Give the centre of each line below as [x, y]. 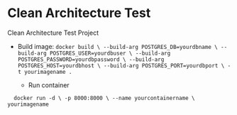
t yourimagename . [45, 72]
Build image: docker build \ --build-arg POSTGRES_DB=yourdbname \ [117, 46]
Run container [49, 85]
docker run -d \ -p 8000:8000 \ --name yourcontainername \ [104, 98]
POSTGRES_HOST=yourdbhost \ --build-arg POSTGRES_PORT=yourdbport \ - [124, 65]
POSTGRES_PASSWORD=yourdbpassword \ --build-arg [91, 59]
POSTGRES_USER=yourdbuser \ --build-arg [110, 53]
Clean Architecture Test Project [53, 33]
